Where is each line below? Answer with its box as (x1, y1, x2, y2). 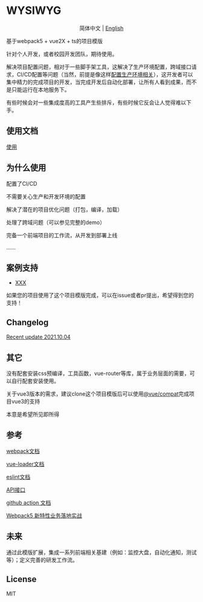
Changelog (6, 317, 49, 328)
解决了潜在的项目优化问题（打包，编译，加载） (6, 206, 123, 213)
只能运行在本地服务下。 (11, 86, 70, 93)
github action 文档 (6, 499, 51, 506)
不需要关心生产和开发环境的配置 (6, 192, 86, 200)
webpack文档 (6, 447, 40, 455)
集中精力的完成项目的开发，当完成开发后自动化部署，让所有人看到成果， (6, 78, 186, 86)
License (6, 574, 37, 584)
